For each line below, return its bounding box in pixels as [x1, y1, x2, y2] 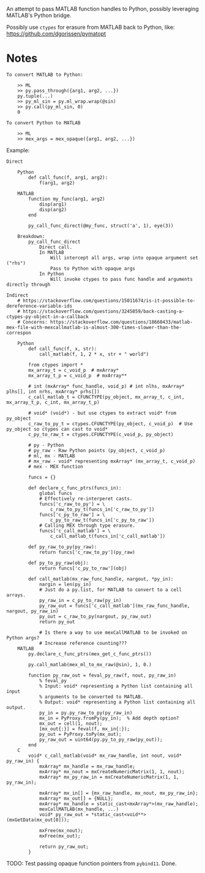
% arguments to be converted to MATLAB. [39, 694, 144, 700]
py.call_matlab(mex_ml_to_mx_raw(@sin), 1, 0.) [28, 661, 152, 667]
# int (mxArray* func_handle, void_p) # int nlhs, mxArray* [28, 383, 185, 389]
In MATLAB [39, 249, 64, 256]
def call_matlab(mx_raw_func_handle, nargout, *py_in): [28, 576, 174, 582]
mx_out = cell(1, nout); [39, 720, 103, 727]
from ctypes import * [28, 362, 84, 368]
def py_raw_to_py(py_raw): [28, 544, 97, 550]
